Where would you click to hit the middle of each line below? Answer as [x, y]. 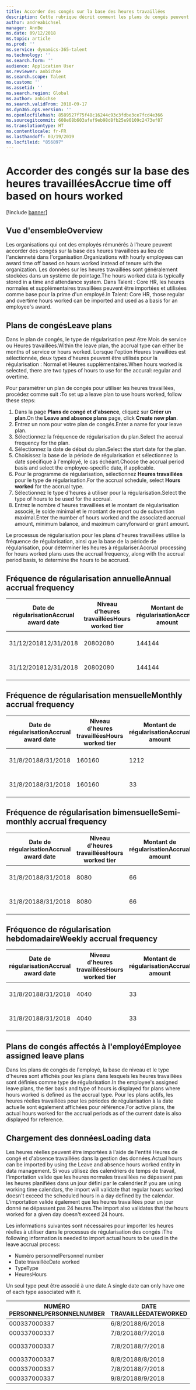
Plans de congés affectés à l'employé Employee [94, 1047]
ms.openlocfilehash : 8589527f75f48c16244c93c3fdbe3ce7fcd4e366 [85, 115]
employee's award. [29, 307]
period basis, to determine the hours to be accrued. [68, 560]
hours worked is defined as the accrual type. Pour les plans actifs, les [90, 1095]
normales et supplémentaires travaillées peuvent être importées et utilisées [96, 288]
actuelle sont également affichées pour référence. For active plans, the [90, 1107]
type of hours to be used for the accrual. [63, 499]
